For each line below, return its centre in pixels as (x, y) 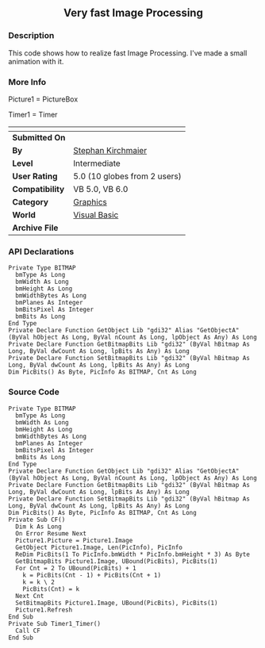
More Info (27, 82)
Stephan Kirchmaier (110, 150)
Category (31, 201)
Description (31, 36)
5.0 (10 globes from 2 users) (128, 176)
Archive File (35, 228)
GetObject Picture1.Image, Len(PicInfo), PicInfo (99, 547)
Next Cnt (30, 596)
